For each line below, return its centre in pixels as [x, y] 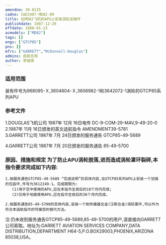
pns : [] [13, 47]
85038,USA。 [19, 237]
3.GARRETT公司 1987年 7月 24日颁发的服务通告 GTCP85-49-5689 [73, 135]
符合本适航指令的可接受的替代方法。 [37, 210]
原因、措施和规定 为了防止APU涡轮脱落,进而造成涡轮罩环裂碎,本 [82, 160]
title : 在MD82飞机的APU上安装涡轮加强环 [43, 19]
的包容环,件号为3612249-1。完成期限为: [41, 184]
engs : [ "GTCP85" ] [23, 42]
